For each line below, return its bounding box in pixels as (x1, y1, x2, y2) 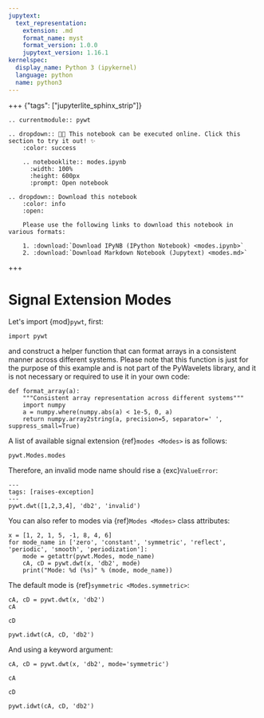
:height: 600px (29, 172, 81, 180)
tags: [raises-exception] (8, 488, 94, 496)
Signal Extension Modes (8, 291, 172, 308)
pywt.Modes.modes (8, 452, 66, 460)
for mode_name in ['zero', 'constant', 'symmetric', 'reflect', (8, 538, 227, 547)
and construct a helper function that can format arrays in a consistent (8, 347, 237, 356)
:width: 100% (29, 165, 73, 173)
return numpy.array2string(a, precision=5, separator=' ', (22, 415, 223, 423)
